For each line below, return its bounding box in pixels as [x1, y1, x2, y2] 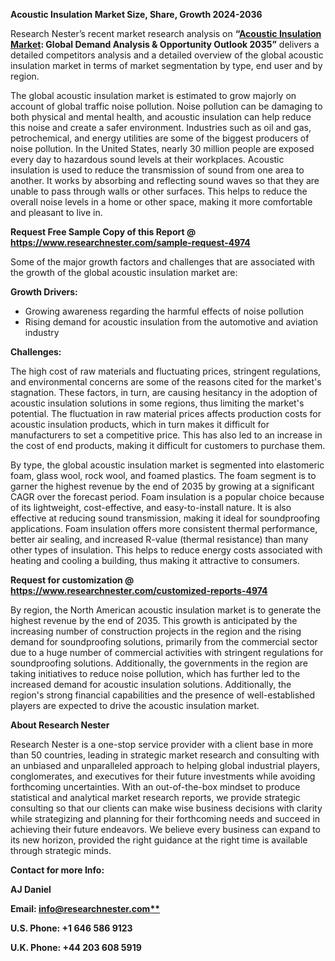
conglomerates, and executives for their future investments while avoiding [10, 770, 316, 782]
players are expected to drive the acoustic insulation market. [10, 700, 260, 711]
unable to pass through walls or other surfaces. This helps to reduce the [10, 185, 308, 197]
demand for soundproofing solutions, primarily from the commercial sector [10, 636, 318, 648]
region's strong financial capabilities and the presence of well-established [10, 689, 316, 701]
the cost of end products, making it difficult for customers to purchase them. [10, 440, 326, 451]
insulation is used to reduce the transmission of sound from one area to [10, 164, 305, 176]
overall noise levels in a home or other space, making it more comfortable [10, 196, 313, 208]
